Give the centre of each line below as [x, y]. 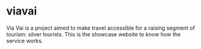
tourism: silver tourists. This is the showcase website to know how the [94, 34]
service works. [25, 41]
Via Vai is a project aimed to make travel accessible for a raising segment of [101, 28]
